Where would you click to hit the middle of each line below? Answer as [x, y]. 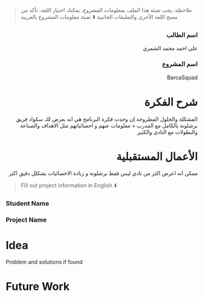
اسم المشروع [180, 64]
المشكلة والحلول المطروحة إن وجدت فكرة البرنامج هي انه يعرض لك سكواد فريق [107, 119]
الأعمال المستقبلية [157, 156]
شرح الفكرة [171, 102]
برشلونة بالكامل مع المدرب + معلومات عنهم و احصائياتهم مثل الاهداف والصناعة [109, 125]
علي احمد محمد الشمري [170, 48]
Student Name [27, 204]
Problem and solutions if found [44, 262]
